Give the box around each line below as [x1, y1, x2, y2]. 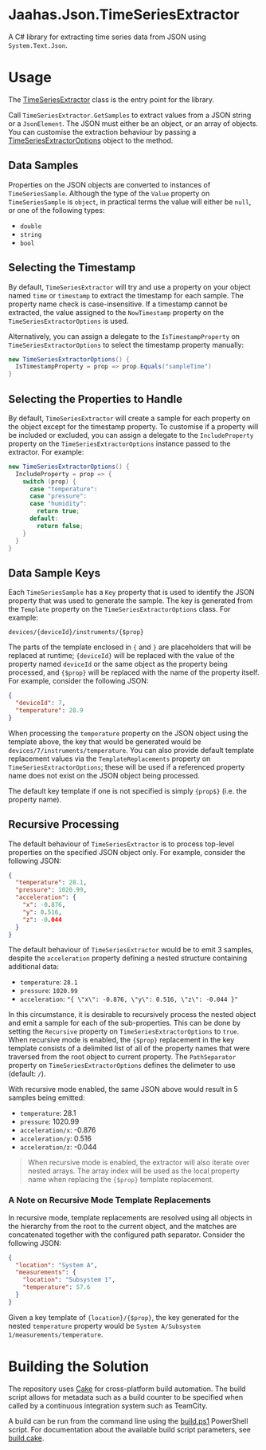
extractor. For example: [8, 447, 84, 456]
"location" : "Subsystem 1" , [22, 1276, 115, 1284]
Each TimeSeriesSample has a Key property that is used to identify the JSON [8, 588, 255, 597]
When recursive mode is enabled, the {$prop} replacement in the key [8, 1035, 235, 1045]
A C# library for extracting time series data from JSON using [8, 32, 206, 41]
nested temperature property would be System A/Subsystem [8, 1321, 201, 1330]
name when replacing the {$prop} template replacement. [27, 1175, 214, 1184]
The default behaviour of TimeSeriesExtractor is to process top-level [8, 839, 235, 849]
